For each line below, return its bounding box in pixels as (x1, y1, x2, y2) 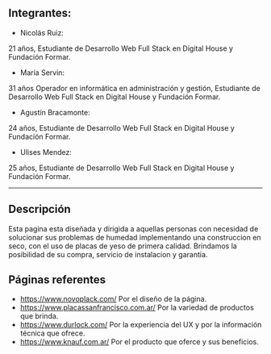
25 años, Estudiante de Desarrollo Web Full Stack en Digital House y (8, 163, 235, 173)
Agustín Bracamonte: (19, 107, 90, 117)
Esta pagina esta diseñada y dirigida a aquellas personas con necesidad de (8, 223, 259, 233)
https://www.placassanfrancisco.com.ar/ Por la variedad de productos (19, 302, 254, 313)
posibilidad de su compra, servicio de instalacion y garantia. (8, 249, 208, 259)
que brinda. (19, 311, 59, 321)
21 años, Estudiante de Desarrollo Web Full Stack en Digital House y (8, 44, 234, 53)
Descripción (8, 202, 71, 216)
